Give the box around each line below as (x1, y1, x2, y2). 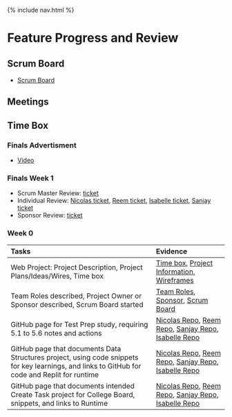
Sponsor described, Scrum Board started (10, 299, 144, 309)
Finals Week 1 (7, 173, 54, 183)
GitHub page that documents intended (10, 381, 135, 391)
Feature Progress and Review (7, 30, 179, 46)
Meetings (7, 96, 50, 108)
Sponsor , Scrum (155, 295, 209, 305)
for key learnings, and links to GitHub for (10, 361, 142, 371)
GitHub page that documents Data (10, 344, 122, 353)
